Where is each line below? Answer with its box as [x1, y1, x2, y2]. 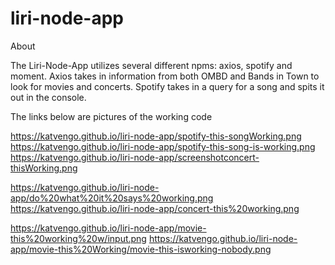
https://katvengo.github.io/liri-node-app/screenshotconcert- [10, 151, 260, 163]
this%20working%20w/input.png [10, 232, 147, 244]
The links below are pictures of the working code [10, 110, 213, 122]
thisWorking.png [10, 162, 78, 174]
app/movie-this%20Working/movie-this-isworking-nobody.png [10, 243, 272, 255]
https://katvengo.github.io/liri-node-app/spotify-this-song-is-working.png [10, 140, 316, 152]
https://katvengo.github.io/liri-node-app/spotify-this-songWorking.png [10, 130, 302, 142]
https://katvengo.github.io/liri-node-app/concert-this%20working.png [10, 202, 300, 214]
